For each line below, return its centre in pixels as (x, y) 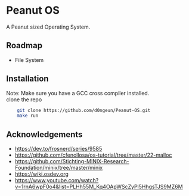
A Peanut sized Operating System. (48, 27)
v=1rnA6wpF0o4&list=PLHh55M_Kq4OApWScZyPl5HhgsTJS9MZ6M (99, 187)
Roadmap (24, 46)
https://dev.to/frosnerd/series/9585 (58, 149)
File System (29, 60)
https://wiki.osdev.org (41, 174)
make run (28, 116)
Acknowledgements (44, 134)
